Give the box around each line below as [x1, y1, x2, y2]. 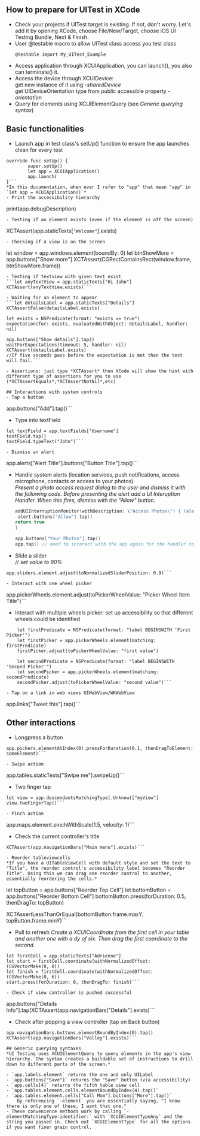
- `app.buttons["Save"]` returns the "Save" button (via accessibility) [6, 1077, 191, 1083]
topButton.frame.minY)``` [6, 917, 67, 924]
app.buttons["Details [6, 1000, 57, 1007]
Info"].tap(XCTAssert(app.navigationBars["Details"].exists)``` [6, 1007, 155, 1014]
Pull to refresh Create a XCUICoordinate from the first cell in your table [14, 929, 189, 936]
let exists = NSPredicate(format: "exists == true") [6, 315, 140, 321]
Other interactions [6, 718, 76, 728]
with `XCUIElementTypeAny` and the [94, 1113, 183, 1120]
